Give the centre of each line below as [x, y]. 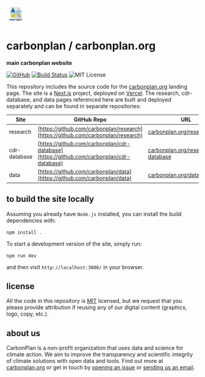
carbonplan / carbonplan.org [81, 46]
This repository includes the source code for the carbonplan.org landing [97, 86]
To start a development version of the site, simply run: [74, 244]
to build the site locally [50, 199]
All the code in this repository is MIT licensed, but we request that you [94, 301]
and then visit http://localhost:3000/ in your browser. [75, 267]
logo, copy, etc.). [27, 314]
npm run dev [21, 256]
